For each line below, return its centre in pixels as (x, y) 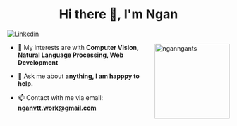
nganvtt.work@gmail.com (57, 108)
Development (38, 62)
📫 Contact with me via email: (60, 97)
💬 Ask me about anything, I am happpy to (78, 76)
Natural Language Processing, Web (71, 55)
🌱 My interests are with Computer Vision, (78, 47)
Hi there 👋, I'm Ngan (119, 14)
